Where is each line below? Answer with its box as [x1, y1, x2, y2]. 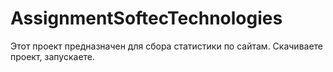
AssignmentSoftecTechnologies [10, 7, 283, 30]
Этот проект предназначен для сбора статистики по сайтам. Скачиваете [10, 40, 324, 52]
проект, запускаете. [10, 50, 96, 62]
